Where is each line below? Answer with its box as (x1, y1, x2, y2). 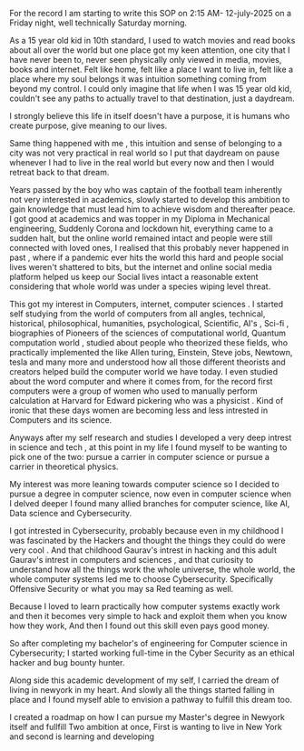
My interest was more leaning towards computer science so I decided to (9, 479, 279, 489)
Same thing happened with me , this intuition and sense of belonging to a (9, 138, 283, 148)
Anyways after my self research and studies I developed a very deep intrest (9, 432, 292, 443)
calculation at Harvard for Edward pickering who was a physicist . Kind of (9, 396, 284, 406)
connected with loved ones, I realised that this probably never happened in (9, 243, 289, 253)
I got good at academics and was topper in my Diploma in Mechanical (9, 214, 270, 224)
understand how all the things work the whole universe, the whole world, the (9, 564, 296, 575)
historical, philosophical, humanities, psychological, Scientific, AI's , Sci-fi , (9, 318, 289, 328)
